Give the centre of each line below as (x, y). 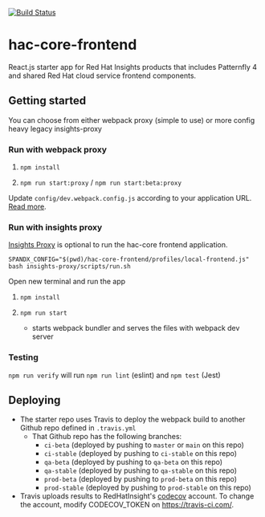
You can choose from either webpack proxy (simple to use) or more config (132, 120)
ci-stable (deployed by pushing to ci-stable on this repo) (141, 454)
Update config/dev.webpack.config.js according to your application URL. (130, 198)
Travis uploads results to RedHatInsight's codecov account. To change (137, 496)
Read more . (27, 207)
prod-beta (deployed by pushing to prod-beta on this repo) (141, 479)
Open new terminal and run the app (67, 282)
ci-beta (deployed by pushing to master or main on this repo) (144, 445)
